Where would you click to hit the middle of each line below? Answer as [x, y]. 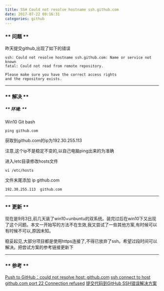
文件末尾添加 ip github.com [32, 180]
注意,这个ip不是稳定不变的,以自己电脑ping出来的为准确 [60, 151]
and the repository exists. [34, 79]
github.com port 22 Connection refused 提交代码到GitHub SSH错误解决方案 [81, 283]
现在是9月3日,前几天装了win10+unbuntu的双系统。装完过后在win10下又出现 [81, 218]
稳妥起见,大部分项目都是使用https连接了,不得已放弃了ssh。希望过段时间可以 [81, 241]
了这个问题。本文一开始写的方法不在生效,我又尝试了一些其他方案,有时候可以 [81, 225]
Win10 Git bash [20, 122]
